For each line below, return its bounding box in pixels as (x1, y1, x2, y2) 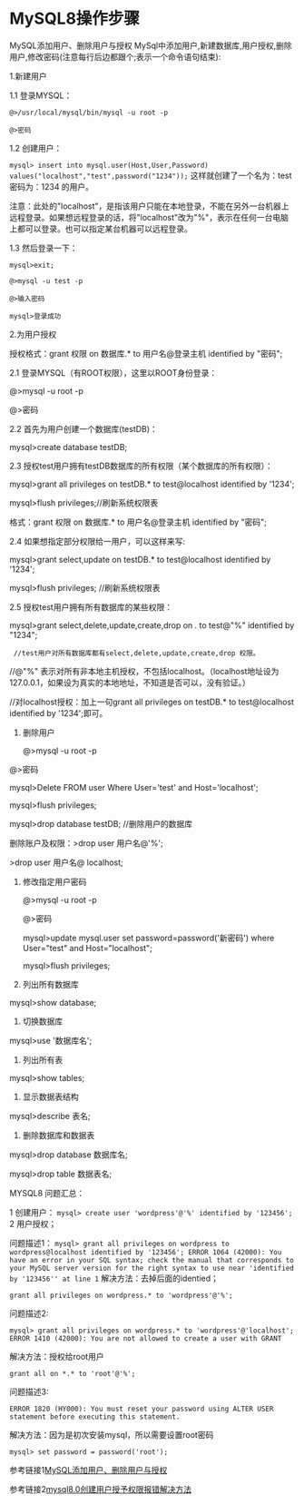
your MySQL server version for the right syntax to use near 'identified (9, 1263, 295, 1273)
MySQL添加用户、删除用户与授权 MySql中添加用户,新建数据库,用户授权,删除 (9, 40, 292, 51)
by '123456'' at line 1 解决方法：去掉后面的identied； (9, 1273, 220, 1283)
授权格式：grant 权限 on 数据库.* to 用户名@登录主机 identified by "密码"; (9, 348, 283, 359)
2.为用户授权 (9, 329, 57, 339)
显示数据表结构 (22, 1091, 79, 1102)
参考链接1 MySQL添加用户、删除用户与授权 (9, 1464, 168, 1475)
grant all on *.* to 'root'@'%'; (9, 1369, 136, 1378)
